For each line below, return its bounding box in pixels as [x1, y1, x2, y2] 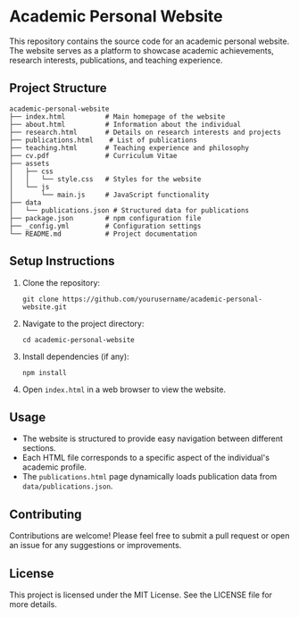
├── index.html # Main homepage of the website [9, 112, 226, 121]
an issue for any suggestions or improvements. [9, 540, 182, 551]
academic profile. [21, 462, 87, 472]
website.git [21, 302, 67, 312]
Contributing [9, 506, 82, 521]
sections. [21, 443, 56, 454]
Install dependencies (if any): [21, 351, 129, 362]
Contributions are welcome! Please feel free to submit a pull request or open [9, 530, 290, 541]
